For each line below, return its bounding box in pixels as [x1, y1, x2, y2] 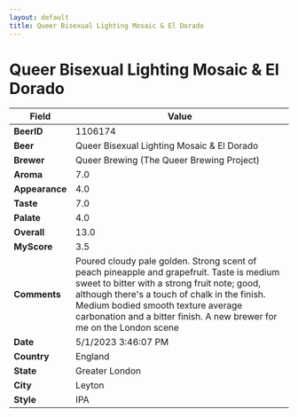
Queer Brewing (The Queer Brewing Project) [74, 154, 260, 167]
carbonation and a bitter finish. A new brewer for [74, 311, 278, 323]
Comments [13, 288, 62, 301]
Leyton [74, 379, 105, 391]
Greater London [74, 365, 142, 377]
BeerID [13, 125, 43, 138]
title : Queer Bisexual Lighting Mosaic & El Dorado [9, 21, 204, 30]
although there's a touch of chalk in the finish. [74, 288, 266, 301]
